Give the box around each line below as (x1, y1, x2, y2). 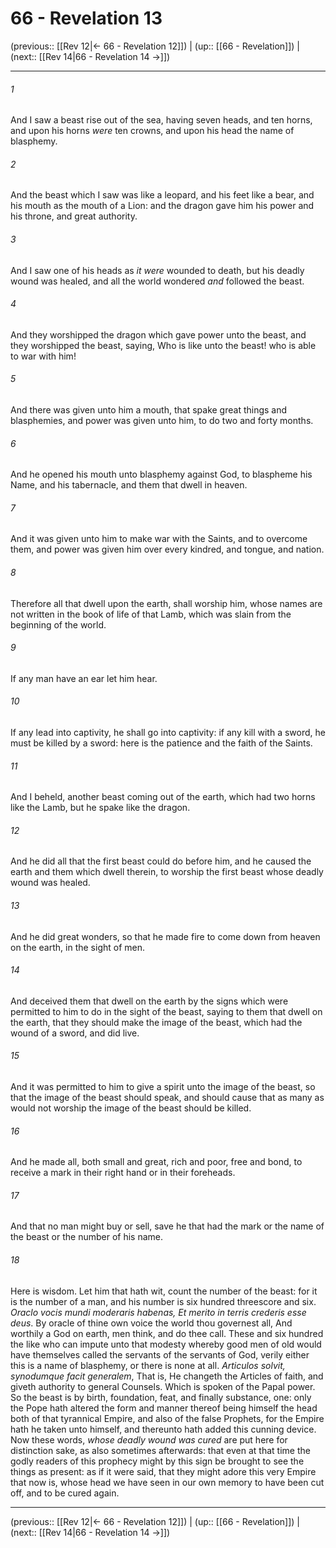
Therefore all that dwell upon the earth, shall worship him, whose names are (10, 597, 323, 609)
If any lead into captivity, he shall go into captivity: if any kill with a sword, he (10, 726, 326, 738)
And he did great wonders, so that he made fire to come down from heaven (10, 930, 321, 942)
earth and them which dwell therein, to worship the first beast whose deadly (10, 866, 324, 878)
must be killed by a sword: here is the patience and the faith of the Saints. (10, 737, 313, 749)
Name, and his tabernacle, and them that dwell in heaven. (10, 479, 248, 491)
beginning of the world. (10, 618, 107, 631)
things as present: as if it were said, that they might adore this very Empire (10, 1465, 317, 1477)
